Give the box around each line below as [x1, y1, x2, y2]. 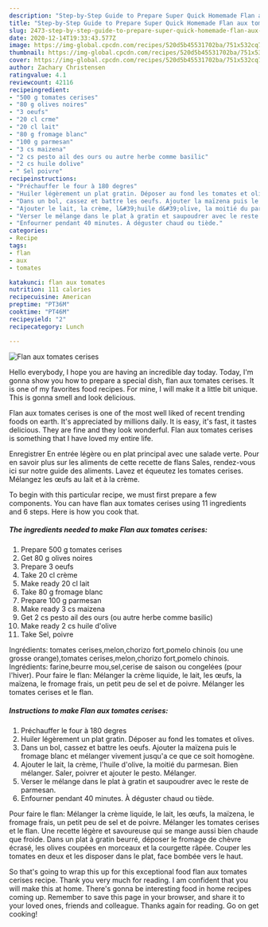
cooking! [9, 909, 38, 919]
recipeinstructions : [9, 175, 78, 183]
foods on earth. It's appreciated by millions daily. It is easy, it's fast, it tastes [9, 416, 257, 426]
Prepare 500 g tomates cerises [20, 545, 122, 554]
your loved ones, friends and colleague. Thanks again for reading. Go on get [9, 901, 259, 910]
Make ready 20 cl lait [20, 579, 90, 589]
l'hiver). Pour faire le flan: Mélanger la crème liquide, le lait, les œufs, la [9, 671, 242, 680]
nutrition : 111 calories [9, 286, 91, 294]
